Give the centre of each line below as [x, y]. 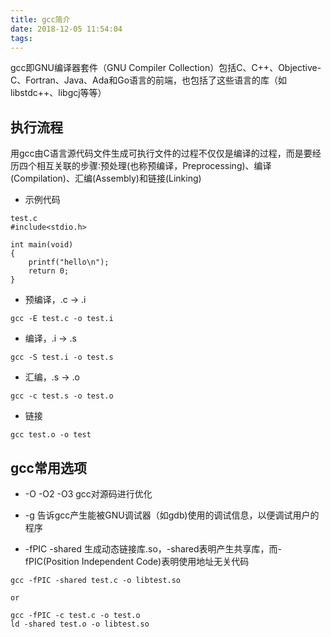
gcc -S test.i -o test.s [62, 357]
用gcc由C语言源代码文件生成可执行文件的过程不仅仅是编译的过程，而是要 [161, 153]
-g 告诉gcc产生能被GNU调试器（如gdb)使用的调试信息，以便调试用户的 [172, 515]
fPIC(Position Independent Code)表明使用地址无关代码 [137, 561]
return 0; [49, 271]
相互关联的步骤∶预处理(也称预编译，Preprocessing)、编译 [154, 166]
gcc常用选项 [48, 467]
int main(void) [42, 245]
